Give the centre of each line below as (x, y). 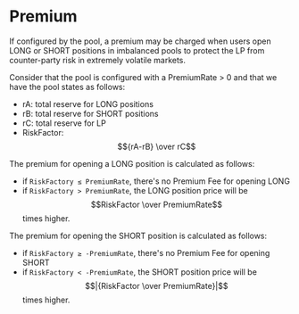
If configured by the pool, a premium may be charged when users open (140, 41)
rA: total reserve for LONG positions (88, 103)
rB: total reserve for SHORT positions (90, 113)
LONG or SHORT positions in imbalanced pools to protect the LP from (137, 50)
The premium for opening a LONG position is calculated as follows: (132, 163)
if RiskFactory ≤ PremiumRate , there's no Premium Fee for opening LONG (156, 181)
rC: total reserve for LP (64, 123)
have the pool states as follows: (67, 87)
